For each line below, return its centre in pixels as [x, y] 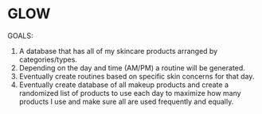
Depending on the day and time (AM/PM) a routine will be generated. [132, 67]
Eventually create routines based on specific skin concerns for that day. [137, 76]
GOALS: [20, 36]
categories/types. [48, 59]
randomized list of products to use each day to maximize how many [130, 93]
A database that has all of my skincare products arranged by [118, 51]
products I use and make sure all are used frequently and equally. [126, 101]
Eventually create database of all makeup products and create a [123, 85]
